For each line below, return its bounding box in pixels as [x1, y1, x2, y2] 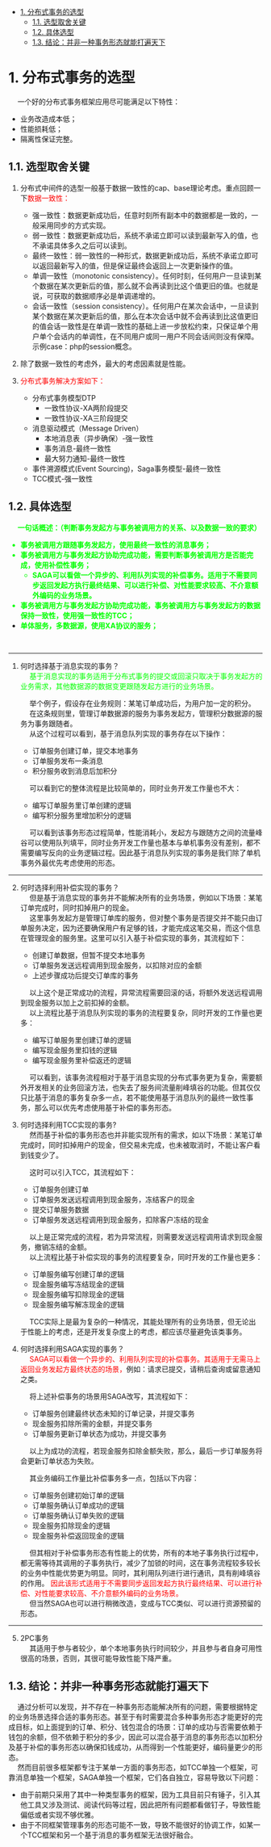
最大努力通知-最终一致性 [44, 453, 126, 463]
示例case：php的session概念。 [31, 342, 136, 351]
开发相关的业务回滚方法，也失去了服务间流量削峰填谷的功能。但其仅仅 [27, 1082, 261, 1092]
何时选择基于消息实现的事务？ [19, 661, 119, 670]
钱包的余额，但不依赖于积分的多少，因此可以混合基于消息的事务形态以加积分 [8, 1732, 263, 1742]
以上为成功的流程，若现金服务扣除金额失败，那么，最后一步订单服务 [29, 1446, 256, 1455]
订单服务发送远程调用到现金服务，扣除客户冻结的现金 [31, 1215, 210, 1224]
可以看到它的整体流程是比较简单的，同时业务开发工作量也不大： [29, 783, 242, 793]
